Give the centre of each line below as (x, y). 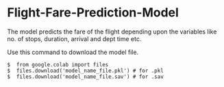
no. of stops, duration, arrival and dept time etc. (74, 38)
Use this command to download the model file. (73, 52)
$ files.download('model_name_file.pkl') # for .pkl (86, 71)
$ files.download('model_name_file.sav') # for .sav (86, 77)
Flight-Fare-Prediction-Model (93, 13)
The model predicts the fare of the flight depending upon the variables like (112, 32)
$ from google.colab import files (58, 64)
